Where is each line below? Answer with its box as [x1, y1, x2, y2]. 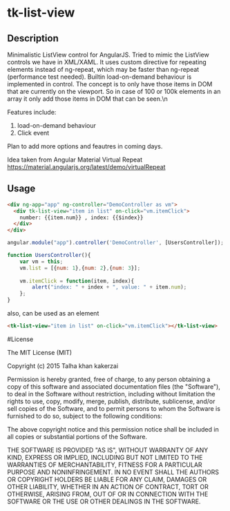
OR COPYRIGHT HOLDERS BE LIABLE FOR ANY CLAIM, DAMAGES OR [7, 475, 207, 483]
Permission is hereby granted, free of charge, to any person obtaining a [7, 375, 211, 383]
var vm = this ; [19, 258, 64, 265]
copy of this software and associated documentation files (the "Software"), [7, 382, 221, 391]
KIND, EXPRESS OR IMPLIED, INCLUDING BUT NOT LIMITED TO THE [7, 453, 203, 461]
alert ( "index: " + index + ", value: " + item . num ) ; [32, 284, 187, 291]
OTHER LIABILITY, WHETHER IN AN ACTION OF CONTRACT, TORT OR [7, 482, 209, 491]
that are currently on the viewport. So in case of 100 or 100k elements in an [7, 88, 221, 95]
